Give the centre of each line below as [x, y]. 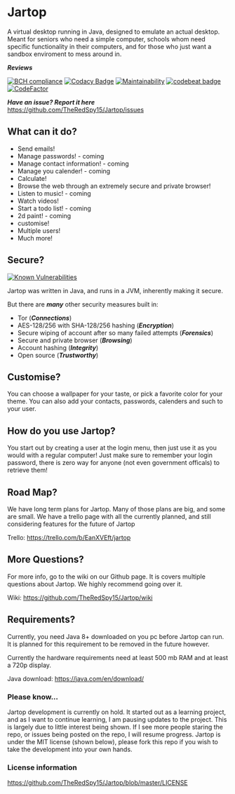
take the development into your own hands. [70, 749]
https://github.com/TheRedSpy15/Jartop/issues [76, 109]
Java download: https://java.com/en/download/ [76, 678]
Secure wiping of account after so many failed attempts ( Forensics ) [115, 332]
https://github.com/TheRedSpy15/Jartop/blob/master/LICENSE [98, 783]
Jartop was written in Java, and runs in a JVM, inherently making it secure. [115, 290]
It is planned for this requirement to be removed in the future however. [109, 644]
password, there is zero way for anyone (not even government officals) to [113, 463]
